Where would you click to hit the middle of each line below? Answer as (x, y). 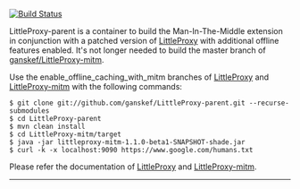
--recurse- (269, 103)
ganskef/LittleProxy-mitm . (57, 60)
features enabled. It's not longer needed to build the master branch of (137, 50)
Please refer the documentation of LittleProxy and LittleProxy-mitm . (133, 167)
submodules (29, 111)
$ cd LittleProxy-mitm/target (66, 134)
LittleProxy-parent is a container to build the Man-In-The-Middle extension (146, 31)
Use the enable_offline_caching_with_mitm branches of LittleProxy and (139, 77)
